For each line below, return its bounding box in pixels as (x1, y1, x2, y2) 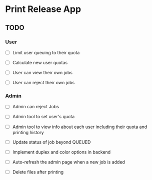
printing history (12, 129, 44, 135)
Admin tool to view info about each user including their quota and (12, 124, 147, 130)
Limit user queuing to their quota (12, 49, 80, 55)
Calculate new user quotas (12, 59, 68, 65)
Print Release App (5, 3, 81, 15)
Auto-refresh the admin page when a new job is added (12, 159, 125, 165)
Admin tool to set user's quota (12, 114, 75, 120)
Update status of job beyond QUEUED (12, 139, 91, 145)
